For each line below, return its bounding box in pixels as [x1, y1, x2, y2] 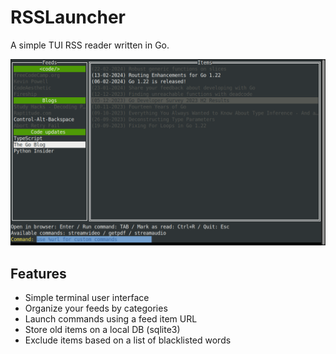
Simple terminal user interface [24, 292, 150, 304]
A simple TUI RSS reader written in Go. [10, 39, 170, 51]
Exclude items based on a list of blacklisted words [24, 334, 232, 346]
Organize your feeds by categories [24, 302, 168, 315]
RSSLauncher [10, 6, 126, 29]
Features [10, 265, 67, 282]
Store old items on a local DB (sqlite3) [24, 324, 181, 336]
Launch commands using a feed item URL [24, 313, 198, 325]
